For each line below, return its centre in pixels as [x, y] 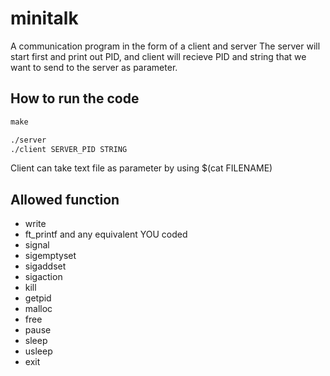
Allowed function [65, 199]
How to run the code [75, 98]
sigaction [43, 277]
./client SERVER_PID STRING [69, 149]
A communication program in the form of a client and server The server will [165, 46]
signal [37, 245]
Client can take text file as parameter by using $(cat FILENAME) [141, 168]
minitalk [44, 18]
